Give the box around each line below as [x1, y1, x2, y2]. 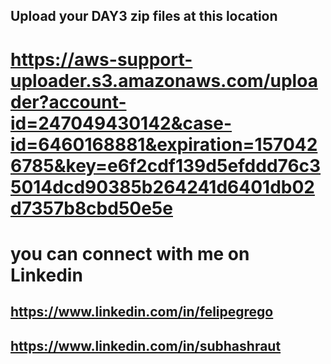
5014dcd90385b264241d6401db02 [10, 175, 315, 198]
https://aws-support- [10, 48, 193, 71]
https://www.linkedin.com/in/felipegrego [10, 304, 274, 321]
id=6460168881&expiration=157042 [10, 133, 318, 156]
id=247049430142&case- [10, 112, 233, 134]
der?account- [10, 90, 127, 113]
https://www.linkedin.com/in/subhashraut [10, 337, 282, 354]
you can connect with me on [10, 242, 250, 265]
